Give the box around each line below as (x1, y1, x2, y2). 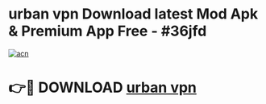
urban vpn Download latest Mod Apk (8, 5, 259, 23)
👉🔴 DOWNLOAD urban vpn (8, 78, 197, 97)
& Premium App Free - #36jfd (8, 22, 207, 40)
